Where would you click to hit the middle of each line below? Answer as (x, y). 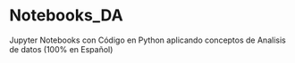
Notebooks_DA (66, 16)
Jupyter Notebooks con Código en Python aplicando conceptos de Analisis (147, 40)
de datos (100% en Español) (61, 49)
